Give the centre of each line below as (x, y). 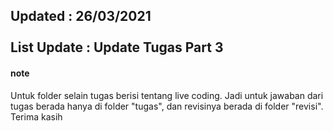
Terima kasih (36, 116)
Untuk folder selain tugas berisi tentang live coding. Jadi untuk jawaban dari (167, 95)
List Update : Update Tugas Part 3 (117, 47)
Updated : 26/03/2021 (81, 16)
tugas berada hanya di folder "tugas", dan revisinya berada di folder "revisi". (167, 106)
